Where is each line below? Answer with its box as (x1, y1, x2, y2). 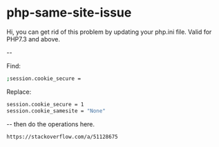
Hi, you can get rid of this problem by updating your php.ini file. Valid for (6, 28, 212, 36)
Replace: (6, 88, 32, 96)
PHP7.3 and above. (6, 35, 60, 43)
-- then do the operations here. (6, 119, 95, 128)
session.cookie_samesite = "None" (6, 107, 106, 115)
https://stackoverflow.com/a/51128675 (6, 133, 118, 140)
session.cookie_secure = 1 (6, 101, 84, 108)
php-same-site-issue (6, 5, 132, 21)
